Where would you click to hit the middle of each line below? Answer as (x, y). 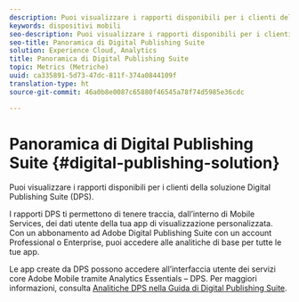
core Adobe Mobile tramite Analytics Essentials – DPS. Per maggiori (133, 279)
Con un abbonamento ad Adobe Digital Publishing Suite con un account (141, 233)
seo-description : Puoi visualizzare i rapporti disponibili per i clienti (151, 34)
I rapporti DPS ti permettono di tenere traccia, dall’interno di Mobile (132, 214)
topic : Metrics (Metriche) (59, 68)
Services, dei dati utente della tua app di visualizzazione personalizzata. (141, 224)
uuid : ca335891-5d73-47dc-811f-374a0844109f (93, 76)
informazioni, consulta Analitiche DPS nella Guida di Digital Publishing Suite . (148, 288)
